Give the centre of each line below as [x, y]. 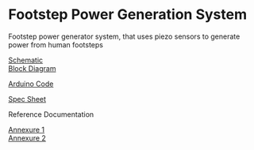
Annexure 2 [27, 138]
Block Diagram [32, 68]
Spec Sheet [27, 99]
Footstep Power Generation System [128, 15]
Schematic [26, 60]
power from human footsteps [56, 44]
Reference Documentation [51, 114]
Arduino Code [31, 84]
